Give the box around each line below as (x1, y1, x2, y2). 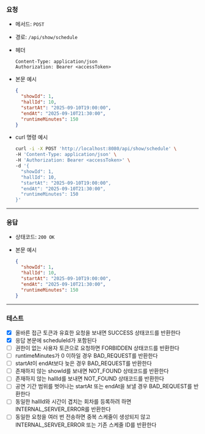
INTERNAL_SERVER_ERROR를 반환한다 (15, 405, 111, 413)
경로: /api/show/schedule (15, 34, 78, 41)
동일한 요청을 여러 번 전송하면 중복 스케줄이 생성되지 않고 (15, 413, 151, 421)
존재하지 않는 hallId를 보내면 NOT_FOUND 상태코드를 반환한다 (15, 375, 165, 383)
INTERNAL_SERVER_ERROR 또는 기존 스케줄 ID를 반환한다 (15, 421, 157, 428)
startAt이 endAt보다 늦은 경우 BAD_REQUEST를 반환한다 (15, 359, 153, 367)
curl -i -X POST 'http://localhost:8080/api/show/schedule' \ (15, 145, 177, 152)
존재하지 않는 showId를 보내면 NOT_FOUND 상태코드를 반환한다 (15, 367, 169, 375)
